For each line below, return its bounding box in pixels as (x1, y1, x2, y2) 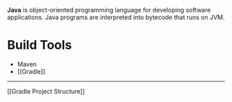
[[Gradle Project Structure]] (7, 87, 85, 95)
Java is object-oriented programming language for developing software (7, 6, 211, 14)
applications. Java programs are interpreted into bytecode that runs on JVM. (7, 13, 225, 21)
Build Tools (7, 37, 72, 53)
